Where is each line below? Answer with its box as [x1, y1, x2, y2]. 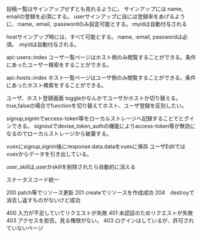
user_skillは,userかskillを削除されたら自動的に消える [6, 163, 136, 170]
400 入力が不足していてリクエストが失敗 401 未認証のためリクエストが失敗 [6, 209, 194, 216]
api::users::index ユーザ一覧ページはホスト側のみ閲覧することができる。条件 [6, 54, 197, 60]
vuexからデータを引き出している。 [6, 151, 92, 157]
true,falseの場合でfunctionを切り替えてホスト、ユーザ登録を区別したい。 [6, 102, 188, 109]
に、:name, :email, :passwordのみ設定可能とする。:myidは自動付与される [6, 21, 188, 27]
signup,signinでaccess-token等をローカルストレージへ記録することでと [6, 115, 184, 122]
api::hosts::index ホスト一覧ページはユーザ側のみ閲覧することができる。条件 [6, 74, 196, 81]
